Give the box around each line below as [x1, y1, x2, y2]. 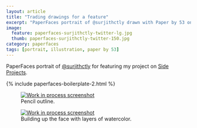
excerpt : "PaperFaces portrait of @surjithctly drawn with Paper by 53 [6, 19, 185, 25]
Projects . [6, 68, 28, 76]
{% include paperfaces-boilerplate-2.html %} [6, 80, 116, 87]
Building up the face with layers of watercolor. [21, 115, 132, 122]
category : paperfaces [6, 41, 59, 47]
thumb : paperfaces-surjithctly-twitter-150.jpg [11, 36, 130, 41]
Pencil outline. [21, 98, 55, 105]
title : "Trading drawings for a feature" [6, 14, 109, 20]
